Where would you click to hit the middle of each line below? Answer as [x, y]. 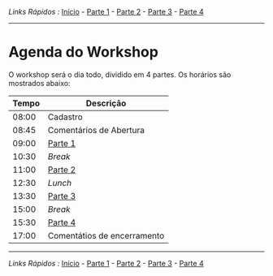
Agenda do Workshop [83, 52]
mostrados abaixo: [39, 83]
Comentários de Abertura [96, 130]
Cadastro [65, 117]
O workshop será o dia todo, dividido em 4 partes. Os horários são [120, 74]
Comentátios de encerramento [106, 235]
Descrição [106, 103]
